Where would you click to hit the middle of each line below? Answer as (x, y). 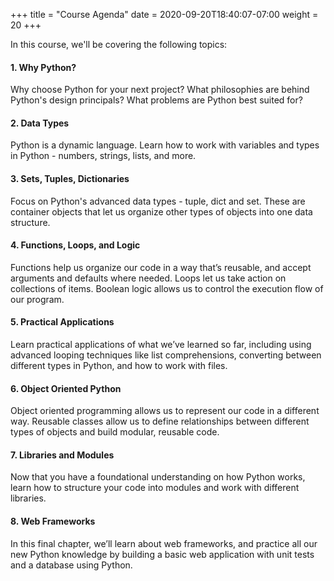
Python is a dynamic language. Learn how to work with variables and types (165, 145)
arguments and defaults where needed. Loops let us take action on (148, 278)
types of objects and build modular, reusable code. (115, 432)
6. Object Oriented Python (66, 388)
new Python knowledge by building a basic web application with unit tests (162, 554)
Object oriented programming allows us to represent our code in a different (165, 411)
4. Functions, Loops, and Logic (75, 245)
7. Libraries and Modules (62, 455)
